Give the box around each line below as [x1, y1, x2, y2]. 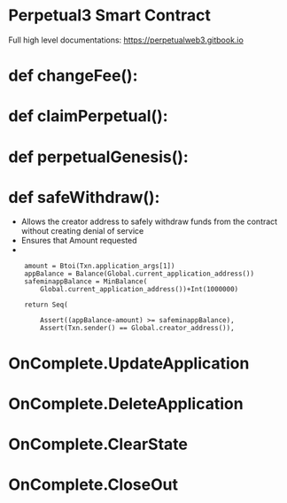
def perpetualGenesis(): [8, 147, 190, 166]
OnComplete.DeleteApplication [8, 393, 244, 414]
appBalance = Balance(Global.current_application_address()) [24, 269, 254, 279]
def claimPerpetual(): [8, 106, 169, 127]
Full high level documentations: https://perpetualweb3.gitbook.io [8, 35, 244, 45]
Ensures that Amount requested [20, 236, 138, 246]
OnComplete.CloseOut [8, 475, 179, 495]
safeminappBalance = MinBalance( [24, 277, 148, 286]
